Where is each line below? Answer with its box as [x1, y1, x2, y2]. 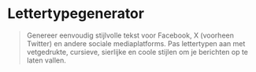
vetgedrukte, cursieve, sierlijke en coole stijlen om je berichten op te [26, 47, 249, 56]
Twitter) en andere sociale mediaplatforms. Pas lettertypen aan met [26, 38, 246, 48]
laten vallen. [26, 56, 66, 65]
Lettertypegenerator [7, 5, 145, 23]
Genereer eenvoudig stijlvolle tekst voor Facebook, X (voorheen [26, 31, 234, 40]
